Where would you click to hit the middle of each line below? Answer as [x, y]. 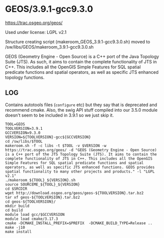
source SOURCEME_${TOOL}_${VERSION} [42, 184]
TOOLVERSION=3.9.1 [24, 128]
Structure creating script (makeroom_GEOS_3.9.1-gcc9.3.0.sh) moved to [78, 42]
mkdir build [17, 206]
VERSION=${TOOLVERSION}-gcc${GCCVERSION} [48, 137]
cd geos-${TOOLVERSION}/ [30, 202]
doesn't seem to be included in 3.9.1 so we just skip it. [59, 115]
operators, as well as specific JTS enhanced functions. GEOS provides [80, 167]
